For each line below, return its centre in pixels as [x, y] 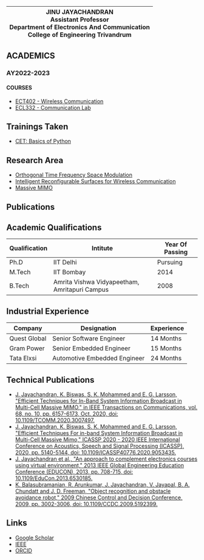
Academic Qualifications [54, 227]
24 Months [166, 359]
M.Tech [20, 272]
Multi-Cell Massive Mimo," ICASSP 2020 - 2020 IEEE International [97, 439]
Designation [98, 328]
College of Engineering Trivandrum [80, 35]
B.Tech [19, 286]
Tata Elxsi [23, 359]
